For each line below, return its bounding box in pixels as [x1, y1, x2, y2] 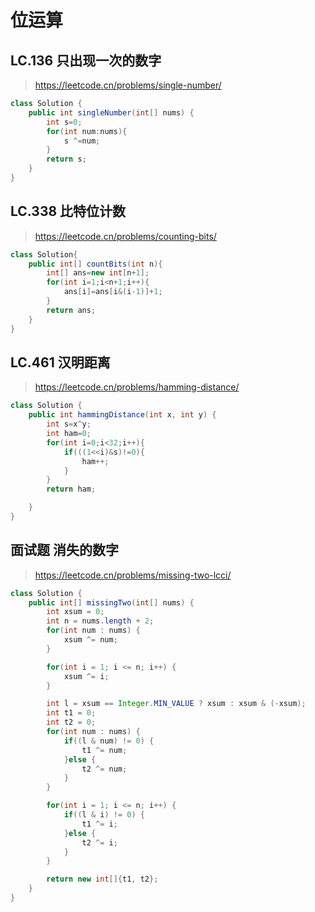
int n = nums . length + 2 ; [46, 616, 155, 626]
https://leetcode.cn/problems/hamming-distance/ [34, 381, 240, 393]
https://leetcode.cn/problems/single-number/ [34, 79, 222, 91]
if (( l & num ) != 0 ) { [63, 736, 155, 746]
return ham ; [46, 484, 97, 495]
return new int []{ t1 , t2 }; [46, 874, 159, 885]
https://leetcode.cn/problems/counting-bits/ [34, 230, 217, 242]
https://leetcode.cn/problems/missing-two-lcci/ [34, 569, 232, 581]
